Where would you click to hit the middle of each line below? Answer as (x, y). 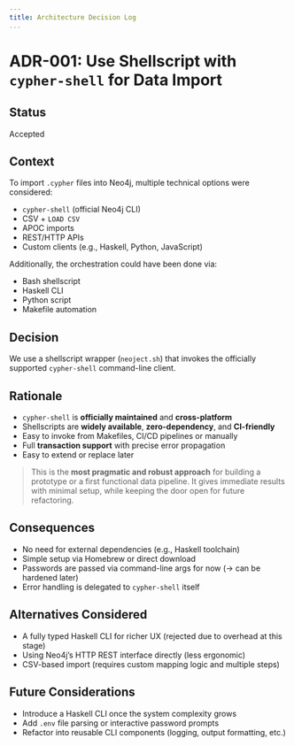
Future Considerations (72, 692)
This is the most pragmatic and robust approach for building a (146, 472)
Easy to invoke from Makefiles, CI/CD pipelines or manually (130, 436)
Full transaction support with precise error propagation (124, 446)
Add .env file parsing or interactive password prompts (120, 723)
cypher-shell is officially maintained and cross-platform (127, 418)
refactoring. (52, 500)
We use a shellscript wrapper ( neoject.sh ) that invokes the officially (133, 358)
